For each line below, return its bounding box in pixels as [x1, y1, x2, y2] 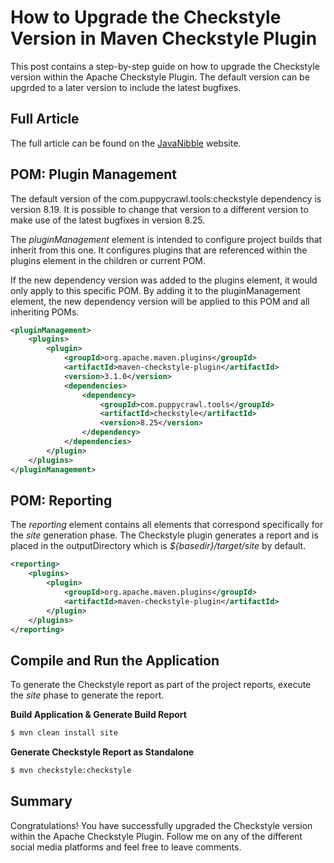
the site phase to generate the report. [10, 689, 165, 701]
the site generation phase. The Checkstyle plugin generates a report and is [10, 529, 319, 541]
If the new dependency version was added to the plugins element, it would [10, 274, 318, 286]
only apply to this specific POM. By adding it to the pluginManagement [10, 284, 301, 296]
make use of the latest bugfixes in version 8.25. [10, 214, 206, 226]
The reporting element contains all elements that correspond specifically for [10, 519, 324, 531]
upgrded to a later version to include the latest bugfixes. [10, 81, 242, 93]
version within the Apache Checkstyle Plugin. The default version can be [10, 71, 310, 83]
